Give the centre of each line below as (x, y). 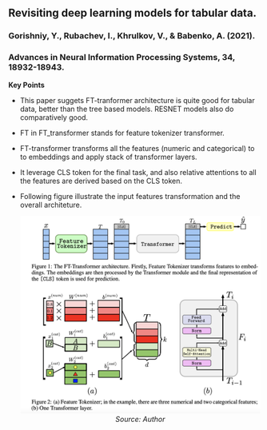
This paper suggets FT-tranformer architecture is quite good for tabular (137, 100)
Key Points (27, 85)
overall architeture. (51, 205)
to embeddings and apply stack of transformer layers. (108, 157)
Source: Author (140, 419)
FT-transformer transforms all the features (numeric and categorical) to (137, 148)
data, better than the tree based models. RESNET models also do (127, 109)
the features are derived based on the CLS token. (101, 181)
